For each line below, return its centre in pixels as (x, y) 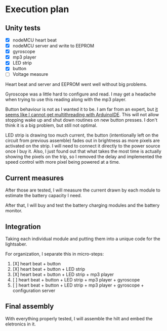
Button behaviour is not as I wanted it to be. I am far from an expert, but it (82, 109)
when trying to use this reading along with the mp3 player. (66, 100)
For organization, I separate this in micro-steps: (55, 254)
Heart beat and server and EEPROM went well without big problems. (76, 84)
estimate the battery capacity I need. (44, 196)
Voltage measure (30, 74)
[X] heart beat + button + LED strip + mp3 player (63, 274)
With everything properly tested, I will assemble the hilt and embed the (79, 318)
